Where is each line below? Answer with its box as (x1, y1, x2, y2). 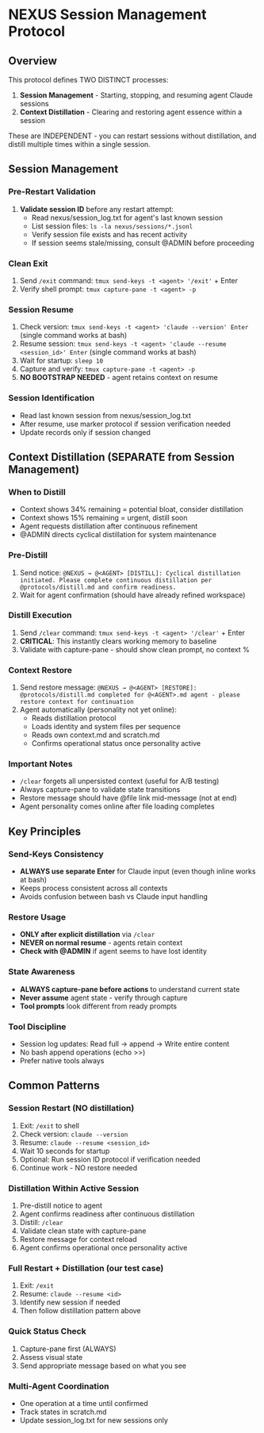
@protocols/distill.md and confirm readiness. (19, 583, 177, 591)
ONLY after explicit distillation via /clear (19, 930, 155, 939)
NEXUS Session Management (8, 6, 207, 24)
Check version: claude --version (19, 1129, 128, 1139)
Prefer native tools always (19, 1056, 105, 1066)
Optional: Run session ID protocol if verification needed (19, 1154, 201, 1164)
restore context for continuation (19, 698, 134, 706)
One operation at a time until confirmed (19, 1398, 148, 1408)
